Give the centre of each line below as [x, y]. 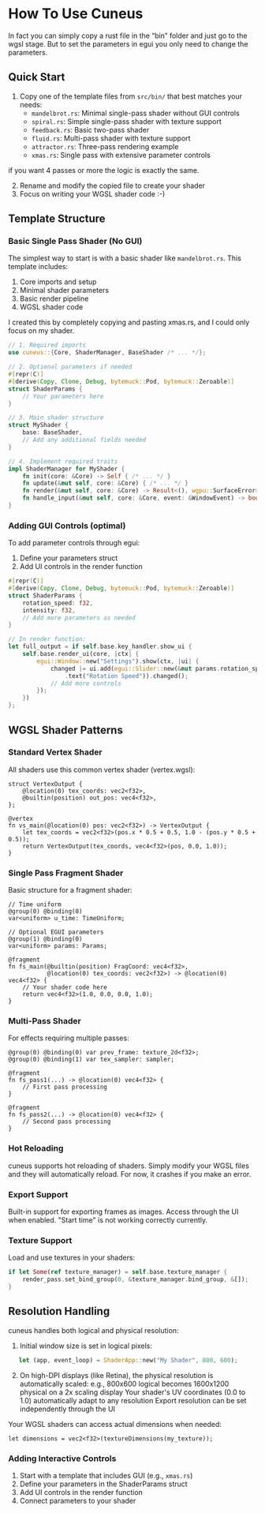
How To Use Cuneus [76, 14]
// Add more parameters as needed [79, 618]
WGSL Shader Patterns [66, 730]
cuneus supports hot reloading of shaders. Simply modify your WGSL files [129, 1166]
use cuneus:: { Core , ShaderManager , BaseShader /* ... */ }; [107, 353]
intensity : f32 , [49, 610]
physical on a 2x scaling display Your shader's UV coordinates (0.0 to [132, 1392]
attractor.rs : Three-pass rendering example [105, 146]
